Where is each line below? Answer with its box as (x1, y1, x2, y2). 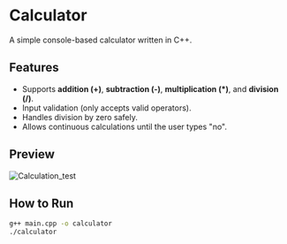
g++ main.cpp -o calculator (9, 219, 113, 228)
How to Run (9, 195, 74, 210)
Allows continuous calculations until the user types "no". (21, 121, 228, 132)
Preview (9, 147, 56, 162)
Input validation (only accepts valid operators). (21, 103, 192, 113)
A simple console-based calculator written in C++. (9, 34, 193, 45)
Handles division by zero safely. (21, 111, 139, 122)
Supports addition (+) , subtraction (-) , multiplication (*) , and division (21, 83, 279, 94)
